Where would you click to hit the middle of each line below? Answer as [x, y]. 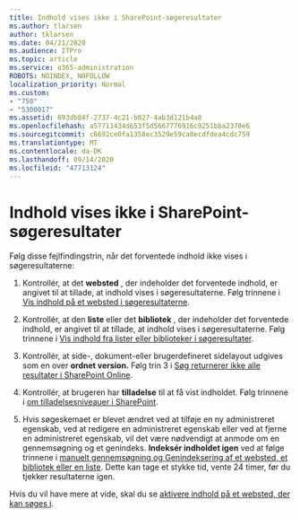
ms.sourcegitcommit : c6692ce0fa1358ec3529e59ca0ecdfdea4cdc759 [130, 135]
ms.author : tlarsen [46, 26]
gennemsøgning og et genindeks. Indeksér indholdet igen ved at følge [153, 448]
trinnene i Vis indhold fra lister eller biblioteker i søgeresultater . [138, 338]
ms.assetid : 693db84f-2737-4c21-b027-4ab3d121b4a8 [106, 118]
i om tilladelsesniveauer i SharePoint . [90, 402]
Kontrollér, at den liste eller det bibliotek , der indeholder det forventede [155, 320]
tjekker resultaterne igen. [69, 477]
